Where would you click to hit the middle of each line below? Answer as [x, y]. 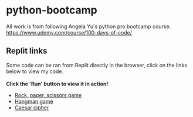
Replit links [27, 51]
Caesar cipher [32, 107]
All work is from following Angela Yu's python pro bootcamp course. [89, 26]
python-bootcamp [52, 10]
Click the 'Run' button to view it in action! [57, 84]
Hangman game [34, 101]
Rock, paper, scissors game [48, 95]
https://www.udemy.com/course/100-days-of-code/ [69, 32]
